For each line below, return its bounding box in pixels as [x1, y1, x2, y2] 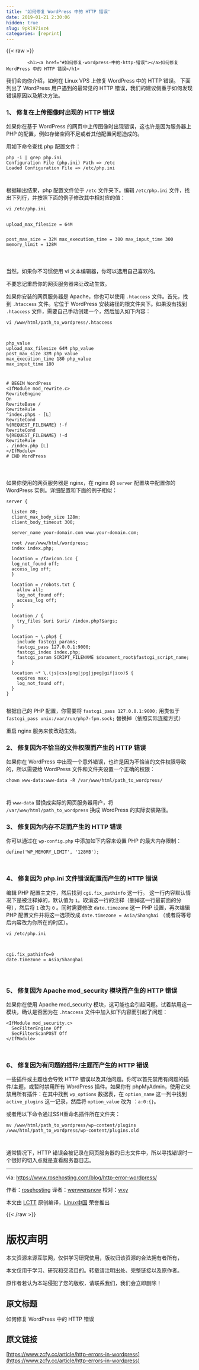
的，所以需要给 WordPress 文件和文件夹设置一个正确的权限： [6, 766, 155, 773]
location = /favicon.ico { [11, 555, 78, 561]
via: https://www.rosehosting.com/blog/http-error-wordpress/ [6, 1174, 158, 1181]
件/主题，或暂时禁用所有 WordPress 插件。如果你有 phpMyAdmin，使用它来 [6, 1083, 191, 1090]
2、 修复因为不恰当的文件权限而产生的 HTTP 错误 [6, 743, 146, 752]
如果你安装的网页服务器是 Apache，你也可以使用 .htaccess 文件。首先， [6, 293, 183, 300]
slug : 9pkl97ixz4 [6, 25, 49, 31]
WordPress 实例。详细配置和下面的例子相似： [6, 487, 117, 494]
